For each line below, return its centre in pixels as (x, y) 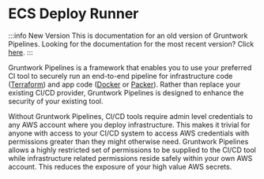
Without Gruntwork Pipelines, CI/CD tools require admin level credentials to (130, 116)
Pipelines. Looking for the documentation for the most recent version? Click (131, 43)
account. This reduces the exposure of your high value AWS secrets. (120, 166)
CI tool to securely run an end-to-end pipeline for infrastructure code (121, 76)
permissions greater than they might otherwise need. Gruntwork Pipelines (128, 141)
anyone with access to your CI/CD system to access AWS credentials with (129, 133)
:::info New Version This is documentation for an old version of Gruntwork (128, 35)
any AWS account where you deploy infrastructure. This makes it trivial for (129, 125)
